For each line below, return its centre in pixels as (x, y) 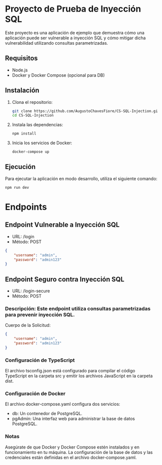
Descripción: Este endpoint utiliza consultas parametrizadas (78, 308)
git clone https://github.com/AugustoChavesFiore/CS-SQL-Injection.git (86, 111)
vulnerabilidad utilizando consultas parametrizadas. (57, 43)
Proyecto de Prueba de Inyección (73, 9)
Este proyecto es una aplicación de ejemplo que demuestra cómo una (75, 33)
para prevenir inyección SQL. (40, 315)
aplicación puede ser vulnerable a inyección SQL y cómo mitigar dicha (75, 38)
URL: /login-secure (31, 291)
